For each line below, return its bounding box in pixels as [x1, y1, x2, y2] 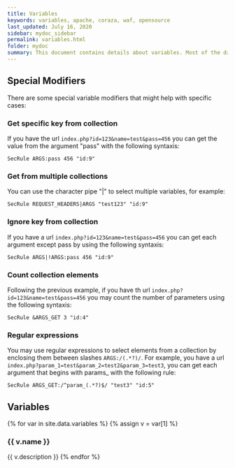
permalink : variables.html [7, 36, 86, 43]
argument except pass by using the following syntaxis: [7, 240, 164, 249]
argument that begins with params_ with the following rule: [7, 368, 176, 377]
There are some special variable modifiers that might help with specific [7, 94, 212, 102]
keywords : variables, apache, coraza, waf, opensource [7, 17, 171, 24]
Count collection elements [7, 270, 99, 279]
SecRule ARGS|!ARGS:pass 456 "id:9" [7, 254, 114, 261]
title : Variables [7, 10, 58, 17]
